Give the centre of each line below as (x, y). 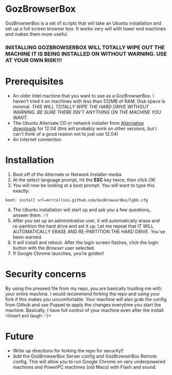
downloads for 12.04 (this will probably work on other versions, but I (85, 128)
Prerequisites (35, 81)
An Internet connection (37, 139)
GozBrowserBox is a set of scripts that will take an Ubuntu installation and (83, 23)
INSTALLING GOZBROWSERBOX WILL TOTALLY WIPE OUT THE (85, 47)
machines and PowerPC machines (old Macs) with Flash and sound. (85, 367)
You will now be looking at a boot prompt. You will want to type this (84, 185)
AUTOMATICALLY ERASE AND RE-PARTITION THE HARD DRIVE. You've (89, 231)
